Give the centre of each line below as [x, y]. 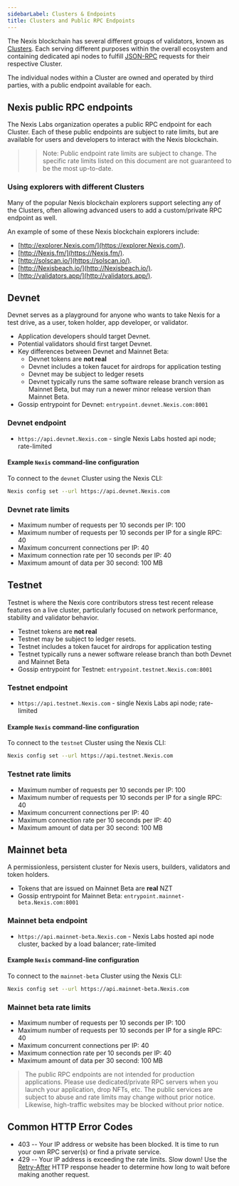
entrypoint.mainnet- [154, 897]
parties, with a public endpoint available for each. [80, 85]
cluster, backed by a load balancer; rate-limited [87, 944]
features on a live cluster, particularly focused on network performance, [113, 610]
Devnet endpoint [37, 423]
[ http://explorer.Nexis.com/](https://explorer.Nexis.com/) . [101, 245]
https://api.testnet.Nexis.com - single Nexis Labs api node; [107, 703]
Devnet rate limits [38, 509]
